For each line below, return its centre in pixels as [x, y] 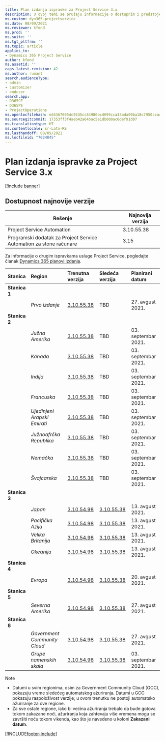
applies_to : [17, 51]
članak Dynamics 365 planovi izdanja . [43, 261]
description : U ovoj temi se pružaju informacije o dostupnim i [72, 14]
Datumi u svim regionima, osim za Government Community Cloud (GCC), [86, 687]
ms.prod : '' [17, 32]
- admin [13, 83]
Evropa [39, 580]
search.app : [17, 96]
